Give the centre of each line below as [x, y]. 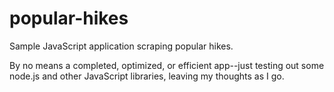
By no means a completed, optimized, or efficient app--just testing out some [167, 65]
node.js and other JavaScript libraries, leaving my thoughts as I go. [147, 76]
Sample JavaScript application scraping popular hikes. [121, 46]
